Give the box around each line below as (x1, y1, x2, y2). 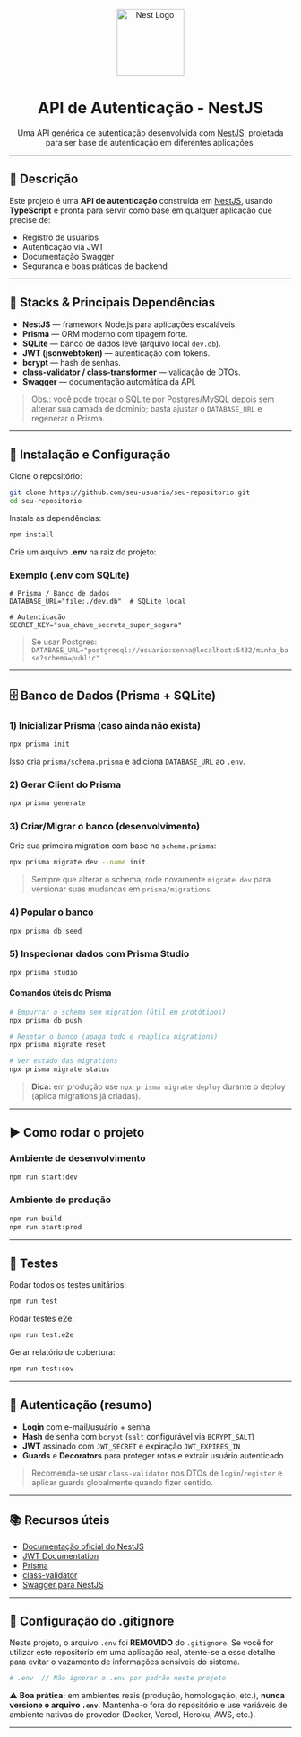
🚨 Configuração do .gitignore (9, 1614, 175, 1629)
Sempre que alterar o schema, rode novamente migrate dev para (30, 874, 271, 885)
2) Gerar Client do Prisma (9, 778, 122, 791)
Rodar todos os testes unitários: (9, 1280, 127, 1290)
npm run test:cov (9, 1364, 74, 1374)
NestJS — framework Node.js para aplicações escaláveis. (21, 319, 237, 330)
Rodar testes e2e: (9, 1313, 74, 1325)
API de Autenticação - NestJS (37, 98, 264, 119)
